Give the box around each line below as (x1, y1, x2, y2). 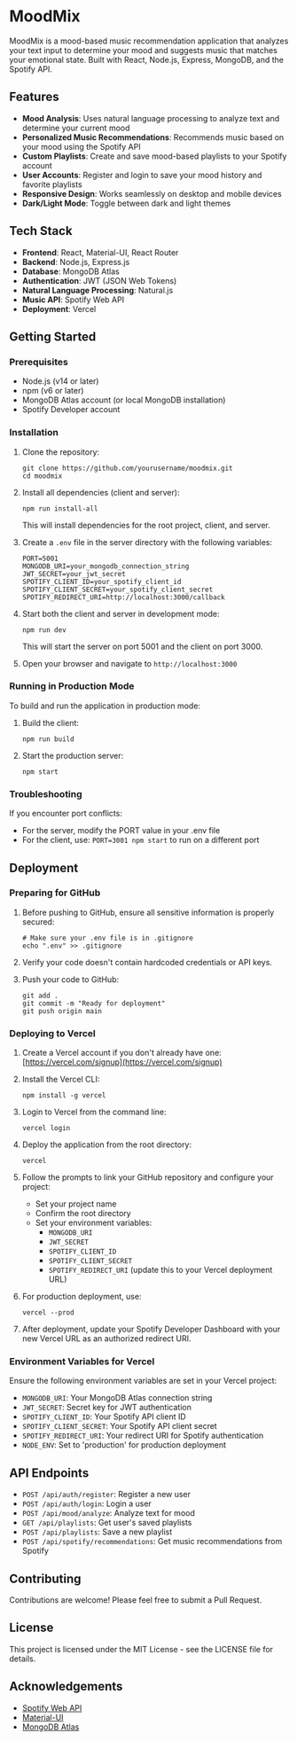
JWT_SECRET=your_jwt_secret (21, 569, 126, 578)
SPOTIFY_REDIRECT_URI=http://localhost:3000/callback (21, 592, 225, 602)
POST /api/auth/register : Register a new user (21, 1489, 191, 1500)
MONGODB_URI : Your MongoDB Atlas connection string (21, 1393, 213, 1403)
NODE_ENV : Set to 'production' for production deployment (21, 1440, 227, 1450)
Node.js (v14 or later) (21, 376, 99, 386)
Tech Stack (9, 223, 73, 238)
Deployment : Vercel (21, 303, 97, 314)
